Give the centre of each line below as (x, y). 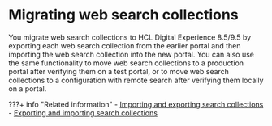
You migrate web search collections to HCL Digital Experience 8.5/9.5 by (130, 37)
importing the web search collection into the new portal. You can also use (131, 54)
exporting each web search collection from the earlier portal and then (125, 45)
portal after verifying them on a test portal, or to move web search (119, 71)
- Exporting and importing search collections (83, 113)
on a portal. (28, 88)
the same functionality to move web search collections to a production (126, 63)
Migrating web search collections (123, 15)
